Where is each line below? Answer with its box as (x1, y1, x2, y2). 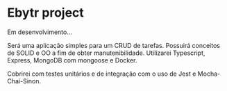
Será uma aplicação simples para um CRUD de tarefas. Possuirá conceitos (7, 41, 221, 49)
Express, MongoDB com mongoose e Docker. (7, 56, 137, 64)
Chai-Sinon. (7, 76, 42, 85)
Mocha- (197, 69, 221, 78)
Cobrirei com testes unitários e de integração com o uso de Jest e (7, 69, 196, 78)
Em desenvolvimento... (7, 28, 73, 36)
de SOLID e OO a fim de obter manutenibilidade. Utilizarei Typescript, (7, 49, 205, 57)
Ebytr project (7, 5, 85, 21)
